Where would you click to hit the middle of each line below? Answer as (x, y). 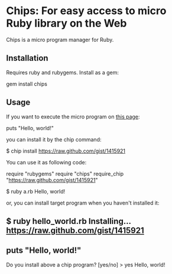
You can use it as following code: (46, 162)
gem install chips (27, 84)
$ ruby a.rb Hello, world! (36, 191)
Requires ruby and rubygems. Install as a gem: (63, 72)
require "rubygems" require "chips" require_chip (65, 174)
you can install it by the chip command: (54, 139)
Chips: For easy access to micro (86, 11)
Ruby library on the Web (66, 23)
